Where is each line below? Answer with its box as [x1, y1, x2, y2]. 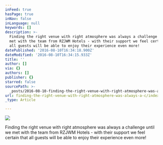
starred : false [5, 79, 36, 84]
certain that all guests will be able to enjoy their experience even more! [5, 135, 147, 141]
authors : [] [5, 71, 29, 75]
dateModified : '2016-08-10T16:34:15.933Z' [5, 52, 92, 57]
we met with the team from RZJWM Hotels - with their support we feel [5, 129, 146, 135]
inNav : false [5, 16, 32, 21]
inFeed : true [5, 7, 32, 12]
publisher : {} [5, 75, 34, 80]
